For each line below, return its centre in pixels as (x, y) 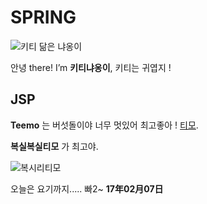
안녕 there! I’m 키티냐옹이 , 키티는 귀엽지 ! (91, 67)
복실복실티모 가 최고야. (54, 146)
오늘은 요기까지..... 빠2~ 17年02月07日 (87, 188)
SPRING (43, 17)
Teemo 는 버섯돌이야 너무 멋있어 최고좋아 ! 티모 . (104, 125)
